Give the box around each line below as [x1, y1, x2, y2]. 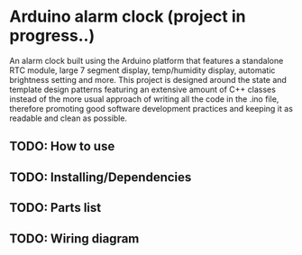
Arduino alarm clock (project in [9, 6, 246, 27]
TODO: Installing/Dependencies [9, 169, 192, 185]
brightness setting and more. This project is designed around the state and [9, 74, 287, 85]
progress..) [9, 25, 96, 46]
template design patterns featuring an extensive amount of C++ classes [9, 84, 277, 95]
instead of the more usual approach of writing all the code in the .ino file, [9, 93, 279, 105]
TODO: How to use [9, 139, 115, 154]
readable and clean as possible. [9, 113, 128, 123]
